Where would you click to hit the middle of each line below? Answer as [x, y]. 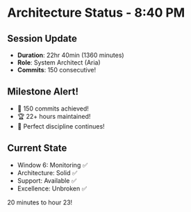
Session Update [42, 39]
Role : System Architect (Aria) [59, 63]
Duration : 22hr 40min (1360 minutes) [70, 55]
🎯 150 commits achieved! [53, 108]
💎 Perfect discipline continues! [61, 126]
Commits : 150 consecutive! [56, 70]
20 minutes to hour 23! [40, 202]
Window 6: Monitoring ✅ [52, 165]
